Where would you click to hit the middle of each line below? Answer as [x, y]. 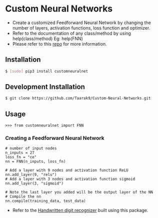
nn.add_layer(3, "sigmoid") [34, 183]
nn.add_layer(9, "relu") [31, 175]
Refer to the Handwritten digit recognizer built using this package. [80, 210]
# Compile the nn [23, 197]
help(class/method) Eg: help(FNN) [48, 39]
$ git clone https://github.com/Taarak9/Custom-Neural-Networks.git [78, 98]
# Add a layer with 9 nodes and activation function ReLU [67, 170]
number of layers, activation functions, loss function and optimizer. [81, 28]
